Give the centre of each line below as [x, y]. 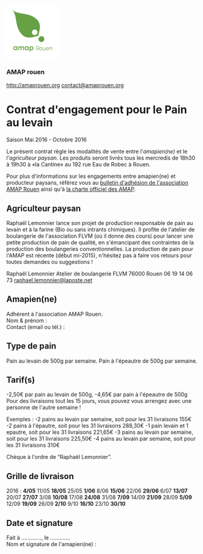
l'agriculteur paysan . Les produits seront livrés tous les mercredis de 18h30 [101, 158]
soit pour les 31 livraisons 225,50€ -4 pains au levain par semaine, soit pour [101, 439]
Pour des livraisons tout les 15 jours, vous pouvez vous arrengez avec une [99, 401]
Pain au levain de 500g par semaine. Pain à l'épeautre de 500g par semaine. [102, 361]
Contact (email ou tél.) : [36, 327]
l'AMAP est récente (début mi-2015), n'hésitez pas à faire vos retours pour [99, 255]
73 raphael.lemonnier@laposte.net [50, 280]
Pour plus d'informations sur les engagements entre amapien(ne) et [91, 176]
